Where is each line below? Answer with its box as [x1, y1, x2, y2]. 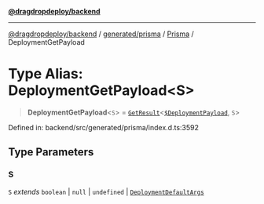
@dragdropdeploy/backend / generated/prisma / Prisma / [8, 29, 194, 38]
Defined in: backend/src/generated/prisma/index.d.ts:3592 [8, 122, 199, 132]
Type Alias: [8, 65, 84, 83]
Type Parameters [8, 145, 94, 159]
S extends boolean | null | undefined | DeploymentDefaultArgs [8, 187, 204, 196]
